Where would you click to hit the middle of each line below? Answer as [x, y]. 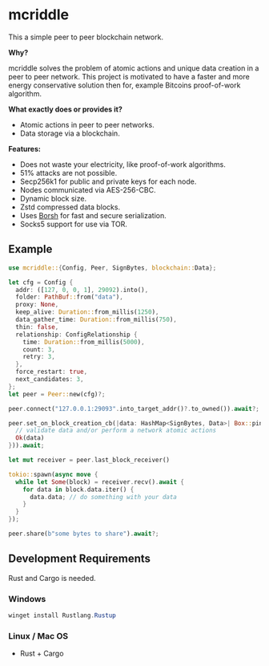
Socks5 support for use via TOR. [74, 224]
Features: [25, 148]
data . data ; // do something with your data [103, 497]
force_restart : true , [52, 372]
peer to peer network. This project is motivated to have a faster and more [129, 76]
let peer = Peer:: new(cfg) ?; [57, 394]
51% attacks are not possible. [68, 173]
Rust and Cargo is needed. [52, 578]
